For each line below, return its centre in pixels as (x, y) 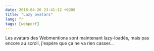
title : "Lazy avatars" (29, 14)
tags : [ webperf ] (22, 24)
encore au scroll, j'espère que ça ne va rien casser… (60, 43)
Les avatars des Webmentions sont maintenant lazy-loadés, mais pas (77, 38)
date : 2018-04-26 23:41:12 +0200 (40, 10)
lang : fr (14, 19)
